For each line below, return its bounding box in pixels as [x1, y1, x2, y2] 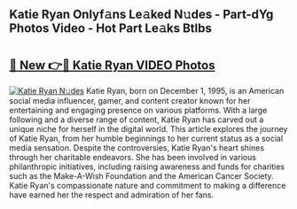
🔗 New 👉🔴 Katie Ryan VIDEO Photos [9, 58, 215, 73]
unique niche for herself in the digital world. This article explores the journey [9, 124, 288, 134]
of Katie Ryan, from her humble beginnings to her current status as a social [9, 133, 284, 143]
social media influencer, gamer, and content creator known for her [9, 96, 251, 105]
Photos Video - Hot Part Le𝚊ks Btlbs [9, 21, 213, 36]
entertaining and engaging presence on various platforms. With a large [9, 105, 268, 115]
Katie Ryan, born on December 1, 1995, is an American [85, 86, 285, 96]
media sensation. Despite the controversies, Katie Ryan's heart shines [9, 143, 264, 153]
